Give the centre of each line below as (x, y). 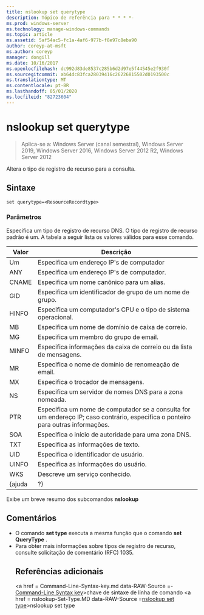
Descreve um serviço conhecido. (84, 474)
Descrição (116, 252)
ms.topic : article (29, 35)
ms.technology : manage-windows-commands (58, 29)
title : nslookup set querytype (46, 12)
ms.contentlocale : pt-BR (38, 86)
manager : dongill (28, 57)
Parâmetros (24, 217)
